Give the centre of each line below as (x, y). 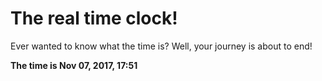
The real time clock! (94, 18)
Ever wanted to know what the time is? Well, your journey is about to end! (161, 46)
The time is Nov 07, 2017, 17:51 (74, 65)
